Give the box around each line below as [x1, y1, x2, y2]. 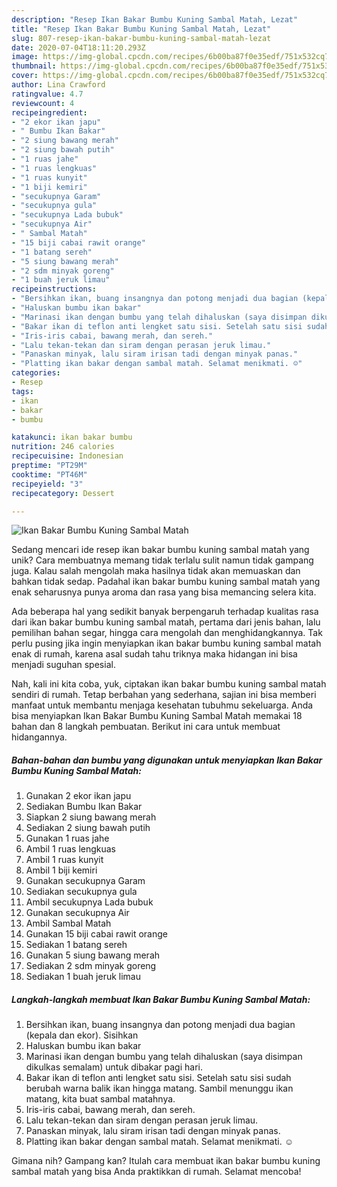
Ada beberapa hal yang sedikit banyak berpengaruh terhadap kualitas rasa [11, 606, 319, 618]
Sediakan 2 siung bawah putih [25, 822, 151, 834]
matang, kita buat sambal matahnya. [25, 1093, 176, 1105]
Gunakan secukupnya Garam [25, 875, 146, 887]
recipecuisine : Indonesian [11, 451, 124, 461]
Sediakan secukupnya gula [25, 886, 138, 898]
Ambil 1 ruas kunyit [25, 854, 104, 866]
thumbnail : [11, 61, 57, 71]
